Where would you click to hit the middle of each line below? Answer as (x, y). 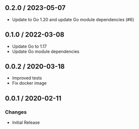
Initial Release (26, 123)
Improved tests (27, 78)
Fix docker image (29, 83)
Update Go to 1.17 (29, 46)
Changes (16, 112)
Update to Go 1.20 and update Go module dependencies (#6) (73, 19)
